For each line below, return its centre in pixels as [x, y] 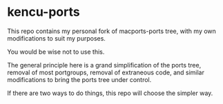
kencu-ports [44, 12]
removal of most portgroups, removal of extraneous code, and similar [106, 72]
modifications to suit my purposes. [56, 38]
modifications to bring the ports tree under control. [79, 79]
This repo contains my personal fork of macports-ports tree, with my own [111, 31]
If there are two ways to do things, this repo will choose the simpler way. [110, 93]
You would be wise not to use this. [56, 52]
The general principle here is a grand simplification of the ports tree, [104, 65]
